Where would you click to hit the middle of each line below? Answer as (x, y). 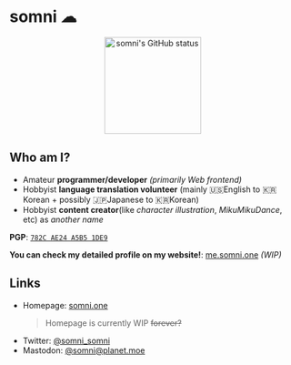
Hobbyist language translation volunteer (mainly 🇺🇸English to (141, 189)
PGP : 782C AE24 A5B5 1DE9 (59, 237)
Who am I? (40, 158)
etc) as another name (63, 219)
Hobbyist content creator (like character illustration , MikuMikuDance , (152, 209)
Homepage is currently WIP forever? (113, 323)
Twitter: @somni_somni (66, 340)
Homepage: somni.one (65, 305)
